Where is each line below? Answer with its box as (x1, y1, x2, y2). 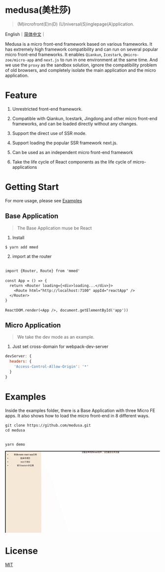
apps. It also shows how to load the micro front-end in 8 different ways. (5, 413, 150, 418)
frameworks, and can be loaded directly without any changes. (12, 121, 138, 127)
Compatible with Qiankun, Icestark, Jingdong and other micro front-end (12, 115, 158, 121)
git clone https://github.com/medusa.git (5, 423, 91, 428)
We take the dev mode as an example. (17, 334, 95, 340)
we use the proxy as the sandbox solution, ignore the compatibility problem (5, 62, 157, 68)
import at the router (12, 253, 52, 259)
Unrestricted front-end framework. (12, 106, 82, 112)
